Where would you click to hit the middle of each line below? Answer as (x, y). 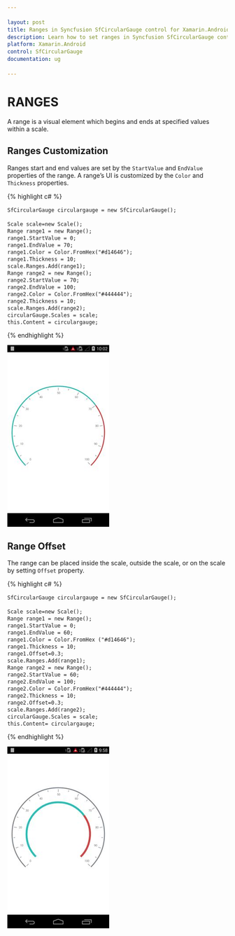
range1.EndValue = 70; (40, 245)
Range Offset (37, 546)
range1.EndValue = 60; (40, 633)
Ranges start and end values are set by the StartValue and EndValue (105, 167)
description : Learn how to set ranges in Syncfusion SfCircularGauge (111, 37)
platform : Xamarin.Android (47, 44)
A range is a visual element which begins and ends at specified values (108, 121)
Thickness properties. (38, 183)
